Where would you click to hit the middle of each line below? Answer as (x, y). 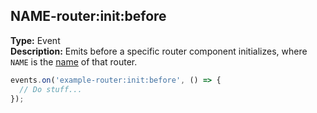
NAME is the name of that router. (74, 61)
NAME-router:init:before (88, 16)
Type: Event (35, 40)
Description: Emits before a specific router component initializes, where (159, 51)
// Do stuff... (51, 89)
